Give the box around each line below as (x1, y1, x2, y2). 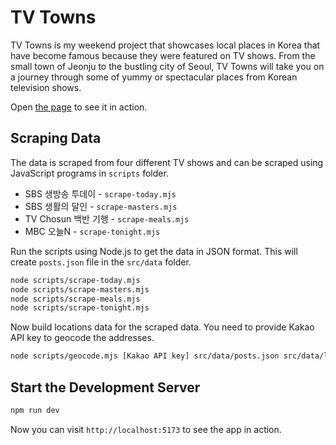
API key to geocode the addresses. (10, 332, 155, 344)
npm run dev (10, 405, 60, 415)
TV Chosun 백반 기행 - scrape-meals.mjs (24, 212, 190, 225)
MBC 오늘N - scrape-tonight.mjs (24, 225, 161, 237)
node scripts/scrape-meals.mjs (10, 294, 141, 304)
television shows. (10, 81, 82, 93)
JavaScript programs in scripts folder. (10, 167, 169, 179)
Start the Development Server (10, 379, 201, 396)
